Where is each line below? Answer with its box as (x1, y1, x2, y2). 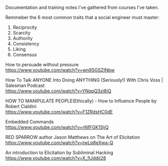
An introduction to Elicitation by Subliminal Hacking (5, 150, 114, 156)
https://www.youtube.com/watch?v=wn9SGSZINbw (5, 67, 115, 73)
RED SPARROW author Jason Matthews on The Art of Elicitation (5, 134, 140, 140)
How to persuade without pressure (5, 62, 79, 67)
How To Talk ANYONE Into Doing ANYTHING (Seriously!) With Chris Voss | (5, 77, 163, 83)
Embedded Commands (5, 119, 54, 125)
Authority (12, 35, 33, 41)
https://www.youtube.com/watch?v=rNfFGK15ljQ (5, 124, 109, 130)
